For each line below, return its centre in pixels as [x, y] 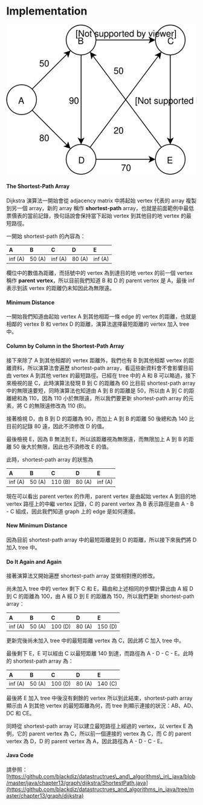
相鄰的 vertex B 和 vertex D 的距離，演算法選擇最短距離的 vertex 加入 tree [98, 324]
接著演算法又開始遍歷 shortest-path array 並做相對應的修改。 [82, 576]
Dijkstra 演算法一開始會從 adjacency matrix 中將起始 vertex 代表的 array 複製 [101, 200]
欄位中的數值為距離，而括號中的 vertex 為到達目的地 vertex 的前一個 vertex [100, 273]
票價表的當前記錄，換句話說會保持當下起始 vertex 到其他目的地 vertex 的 [96, 216]
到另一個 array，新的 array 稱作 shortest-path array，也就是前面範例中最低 [100, 208]
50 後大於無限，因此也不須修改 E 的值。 [63, 446]
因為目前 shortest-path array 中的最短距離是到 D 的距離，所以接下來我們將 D [101, 540]
